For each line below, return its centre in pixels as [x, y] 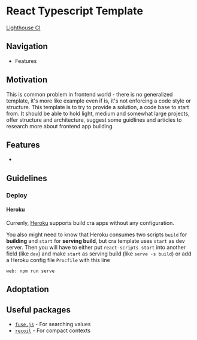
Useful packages [38, 310]
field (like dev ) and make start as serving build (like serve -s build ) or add [99, 254]
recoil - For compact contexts [53, 330]
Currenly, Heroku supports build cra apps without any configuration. [90, 222]
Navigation [27, 46]
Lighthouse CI [23, 28]
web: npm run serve [31, 271]
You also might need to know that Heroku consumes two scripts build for [97, 234]
